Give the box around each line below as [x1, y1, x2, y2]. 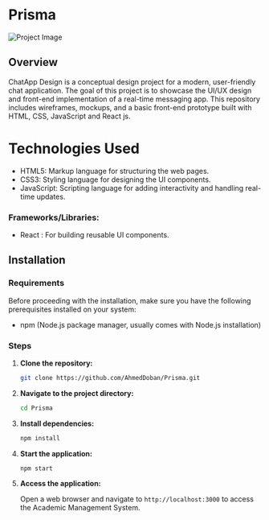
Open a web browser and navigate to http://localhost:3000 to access [19, 494, 255, 504]
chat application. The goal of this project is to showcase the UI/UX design [8, 85, 252, 95]
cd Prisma [19, 404, 54, 412]
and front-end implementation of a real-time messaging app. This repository [8, 94, 261, 104]
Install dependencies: [19, 419, 95, 428]
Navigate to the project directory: [19, 388, 134, 398]
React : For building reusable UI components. [19, 229, 170, 239]
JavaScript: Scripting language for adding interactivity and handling [19, 183, 244, 192]
